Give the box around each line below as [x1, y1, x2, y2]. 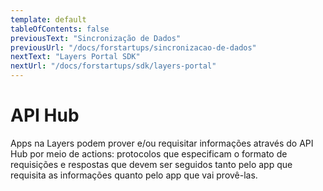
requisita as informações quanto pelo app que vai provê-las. [10, 169, 258, 181]
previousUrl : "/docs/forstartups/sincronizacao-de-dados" [10, 42, 257, 53]
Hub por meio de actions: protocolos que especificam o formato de [10, 147, 288, 160]
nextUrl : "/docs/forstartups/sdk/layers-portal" [10, 61, 217, 71]
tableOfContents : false [10, 24, 110, 34]
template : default [10, 14, 87, 25]
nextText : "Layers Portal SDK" [10, 52, 141, 62]
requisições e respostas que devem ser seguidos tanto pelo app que [10, 158, 293, 170]
